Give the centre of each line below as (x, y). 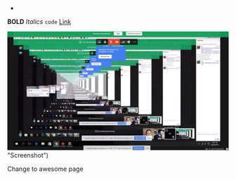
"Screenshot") (28, 155)
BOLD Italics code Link (39, 21)
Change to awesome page (45, 169)
